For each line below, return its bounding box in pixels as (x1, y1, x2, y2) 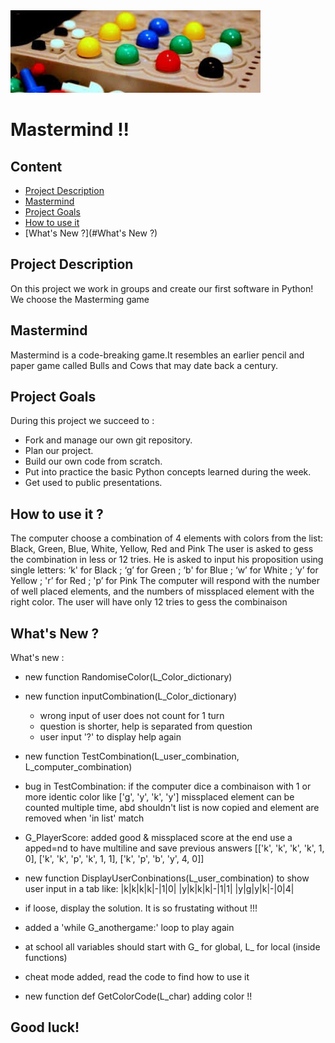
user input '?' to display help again (39, 731, 182, 743)
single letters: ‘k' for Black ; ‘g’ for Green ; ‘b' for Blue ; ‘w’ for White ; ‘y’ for (10, 564, 319, 576)
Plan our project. (24, 445, 94, 457)
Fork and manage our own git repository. (24, 434, 193, 446)
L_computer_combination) (24, 761, 133, 773)
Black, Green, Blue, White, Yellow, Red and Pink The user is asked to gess (10, 543, 314, 555)
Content (10, 158, 63, 175)
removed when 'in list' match (24, 812, 145, 824)
